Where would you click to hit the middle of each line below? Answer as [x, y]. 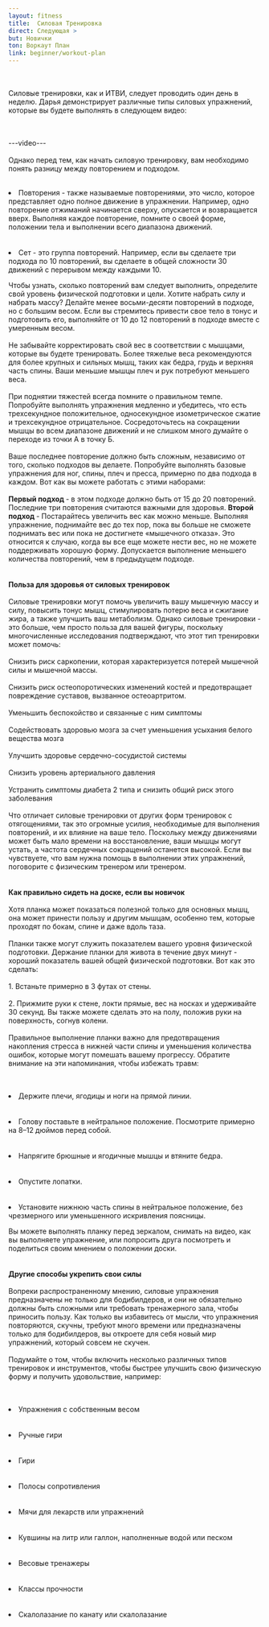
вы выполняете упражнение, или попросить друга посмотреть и [120, 1240]
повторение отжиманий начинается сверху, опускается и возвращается [133, 210]
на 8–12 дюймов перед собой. [60, 1130]
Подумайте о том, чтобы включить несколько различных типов [118, 1359]
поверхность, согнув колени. [58, 1020]
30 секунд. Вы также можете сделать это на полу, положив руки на [125, 1012]
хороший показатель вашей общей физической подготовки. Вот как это [132, 961]
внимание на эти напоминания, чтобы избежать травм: [104, 1063]
